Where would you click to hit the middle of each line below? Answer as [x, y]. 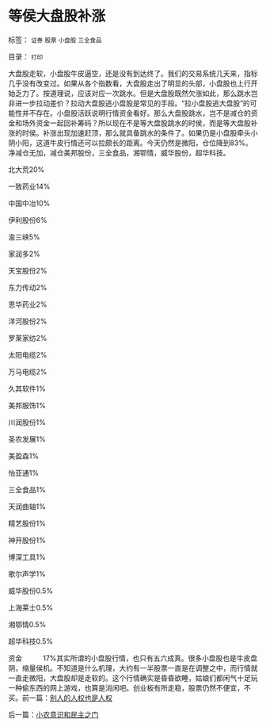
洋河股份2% [28, 321]
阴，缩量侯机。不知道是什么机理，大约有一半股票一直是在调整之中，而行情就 [133, 668]
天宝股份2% [28, 270]
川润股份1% [27, 422]
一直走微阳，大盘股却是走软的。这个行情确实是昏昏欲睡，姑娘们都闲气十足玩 [133, 678]
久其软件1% [27, 388]
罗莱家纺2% [28, 338]
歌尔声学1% [27, 574]
